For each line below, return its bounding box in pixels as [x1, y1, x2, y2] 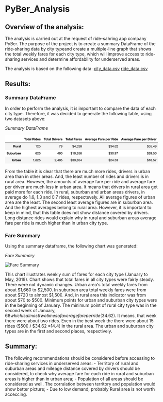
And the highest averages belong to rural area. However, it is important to [5, 204, 152, 210]
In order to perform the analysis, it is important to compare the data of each [5, 105, 156, 111]
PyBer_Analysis [5, 3, 70, 15]
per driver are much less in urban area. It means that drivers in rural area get [5, 184, 158, 190]
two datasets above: [5, 116, 46, 122]
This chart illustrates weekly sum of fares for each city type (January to [5, 271, 148, 277]
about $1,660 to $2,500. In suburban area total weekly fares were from [5, 287, 147, 293]
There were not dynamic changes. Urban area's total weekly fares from [5, 281, 148, 287]
